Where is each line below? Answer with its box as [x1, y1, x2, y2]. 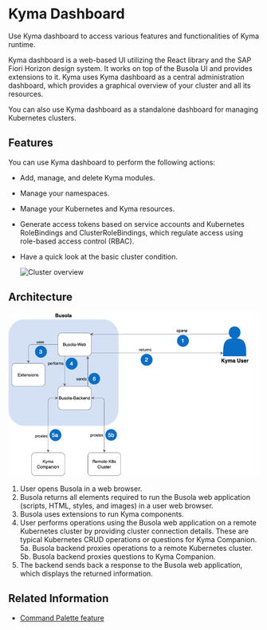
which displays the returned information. [19, 569, 153, 578]
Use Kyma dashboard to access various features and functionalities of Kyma [8, 31, 260, 41]
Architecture [8, 291, 73, 304]
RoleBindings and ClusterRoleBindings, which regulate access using [19, 228, 244, 237]
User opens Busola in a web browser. [19, 484, 143, 493]
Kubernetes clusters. [8, 113, 77, 122]
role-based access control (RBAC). [19, 236, 135, 246]
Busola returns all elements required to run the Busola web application [19, 492, 251, 501]
